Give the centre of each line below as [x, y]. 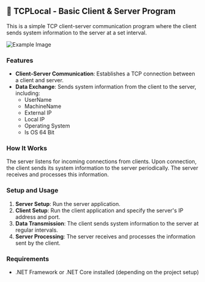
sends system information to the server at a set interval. [77, 32]
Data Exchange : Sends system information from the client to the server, [106, 87]
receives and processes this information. [58, 175]
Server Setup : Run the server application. [68, 204]
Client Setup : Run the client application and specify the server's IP [99, 210]
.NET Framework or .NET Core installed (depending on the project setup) [107, 272]
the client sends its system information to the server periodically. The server [102, 168]
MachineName [43, 106]
